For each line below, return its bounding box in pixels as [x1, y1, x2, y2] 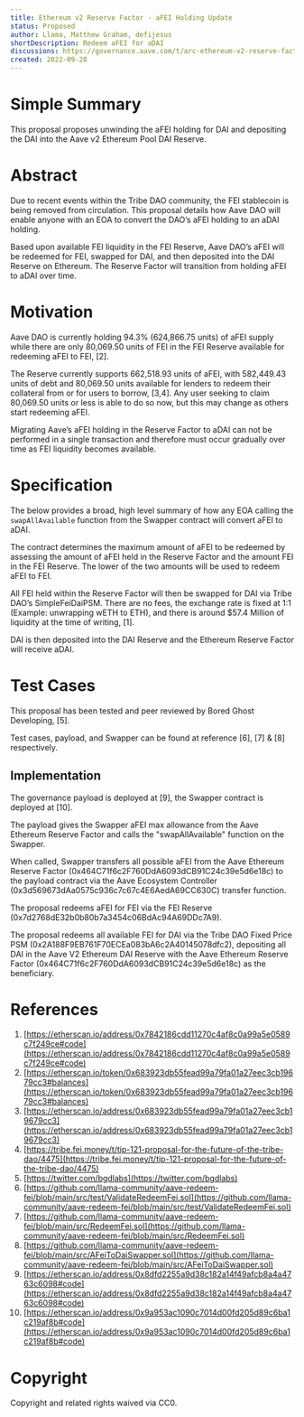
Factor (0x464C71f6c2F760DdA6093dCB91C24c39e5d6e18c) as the [10, 958, 267, 969]
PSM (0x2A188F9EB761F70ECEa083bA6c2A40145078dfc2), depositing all [10, 938, 287, 949]
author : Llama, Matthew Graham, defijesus [10, 30, 172, 39]
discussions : [10, 47, 60, 56]
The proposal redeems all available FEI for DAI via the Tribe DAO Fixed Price [10, 929, 292, 940]
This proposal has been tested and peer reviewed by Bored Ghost [10, 705, 255, 716]
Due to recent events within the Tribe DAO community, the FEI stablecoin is [10, 195, 290, 206]
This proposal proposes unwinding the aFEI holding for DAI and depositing [10, 124, 287, 135]
